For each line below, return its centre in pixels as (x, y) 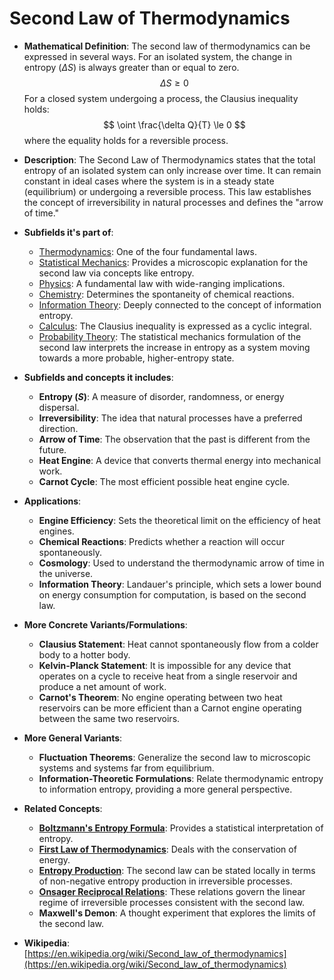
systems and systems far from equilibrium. (126, 768)
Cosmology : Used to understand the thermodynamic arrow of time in (181, 563)
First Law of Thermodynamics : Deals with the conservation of (167, 849)
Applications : (52, 501)
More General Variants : (73, 738)
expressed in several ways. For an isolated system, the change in (158, 56)
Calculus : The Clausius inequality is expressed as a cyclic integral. (175, 326)
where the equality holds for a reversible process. (126, 140)
